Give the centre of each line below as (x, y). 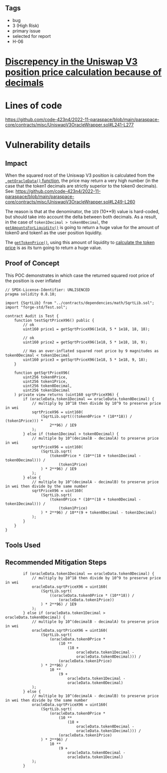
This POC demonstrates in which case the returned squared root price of (80, 275)
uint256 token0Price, (45, 377)
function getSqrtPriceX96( (42, 373)
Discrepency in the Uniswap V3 (71, 61)
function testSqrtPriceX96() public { (54, 320)
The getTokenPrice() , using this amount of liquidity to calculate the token (80, 242)
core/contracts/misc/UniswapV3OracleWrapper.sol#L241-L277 (70, 125)
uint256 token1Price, (45, 381)
